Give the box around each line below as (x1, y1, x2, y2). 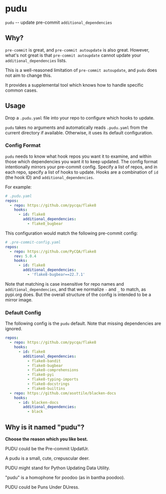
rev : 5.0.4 (14, 253, 37, 258)
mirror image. (5, 297, 33, 303)
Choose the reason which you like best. (5, 436, 88, 442)
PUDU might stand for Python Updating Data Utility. (5, 465, 111, 471)
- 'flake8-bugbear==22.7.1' (27, 272, 85, 277)
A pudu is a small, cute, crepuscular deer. (5, 455, 90, 461)
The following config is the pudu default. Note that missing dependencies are (5, 320, 162, 326)
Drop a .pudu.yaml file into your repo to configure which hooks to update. (5, 115, 155, 121)
